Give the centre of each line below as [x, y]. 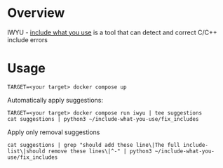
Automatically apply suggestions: [55, 100]
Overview [36, 13]
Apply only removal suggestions [54, 132]
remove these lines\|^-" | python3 [100, 151]
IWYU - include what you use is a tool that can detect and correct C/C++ [112, 32]
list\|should [26, 151]
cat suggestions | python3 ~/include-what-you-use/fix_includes [103, 119]
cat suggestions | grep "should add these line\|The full [94, 145]
